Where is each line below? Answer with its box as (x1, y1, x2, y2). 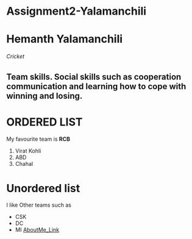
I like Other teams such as (6, 201, 72, 209)
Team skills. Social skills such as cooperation (6, 71, 182, 82)
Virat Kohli (15, 147, 41, 154)
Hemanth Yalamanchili (6, 32, 123, 46)
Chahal (15, 160, 34, 167)
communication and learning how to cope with (6, 81, 187, 91)
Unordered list (6, 181, 80, 195)
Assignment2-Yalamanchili (6, 4, 147, 18)
